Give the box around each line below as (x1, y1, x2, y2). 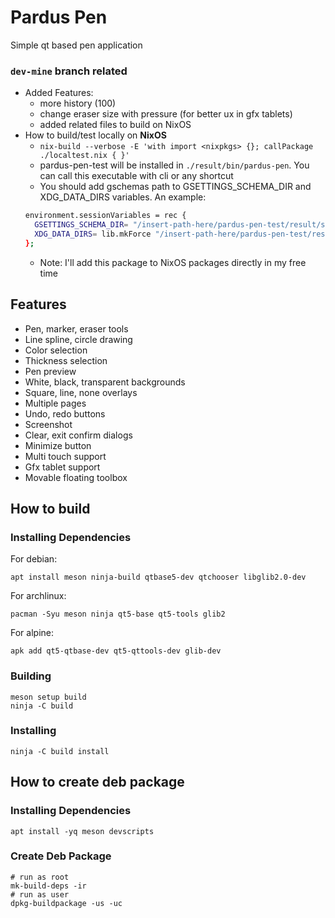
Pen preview (24, 365, 77, 377)
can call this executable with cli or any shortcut (39, 170, 234, 182)
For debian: (10, 553, 58, 565)
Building (10, 669, 52, 683)
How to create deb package (10, 774, 185, 791)
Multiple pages (24, 397, 87, 409)
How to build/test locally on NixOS (24, 129, 167, 141)
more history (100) (39, 97, 117, 110)
